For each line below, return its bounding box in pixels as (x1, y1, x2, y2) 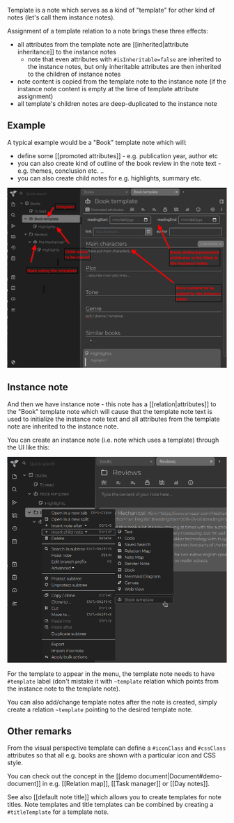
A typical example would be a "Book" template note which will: (7, 138, 187, 146)
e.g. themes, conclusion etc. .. (17, 167, 104, 175)
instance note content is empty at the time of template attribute (17, 85, 199, 93)
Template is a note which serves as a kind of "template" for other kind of (7, 6, 215, 14)
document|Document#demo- (138, 772, 223, 780)
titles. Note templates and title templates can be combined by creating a (7, 801, 214, 809)
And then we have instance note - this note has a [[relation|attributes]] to (7, 400, 217, 408)
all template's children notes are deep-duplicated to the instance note (17, 100, 217, 107)
